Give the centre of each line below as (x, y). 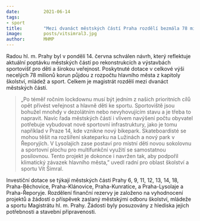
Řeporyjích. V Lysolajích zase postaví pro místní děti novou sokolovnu (106, 143)
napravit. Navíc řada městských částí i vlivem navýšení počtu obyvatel (107, 118)
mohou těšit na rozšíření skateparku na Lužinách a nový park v (98, 137)
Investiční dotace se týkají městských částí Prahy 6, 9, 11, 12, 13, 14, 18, (93, 180)
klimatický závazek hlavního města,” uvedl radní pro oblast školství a (105, 162)
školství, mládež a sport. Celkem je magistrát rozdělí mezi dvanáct (87, 81)
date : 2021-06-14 (38, 12)
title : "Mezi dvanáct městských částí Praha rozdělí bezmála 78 (97, 28)
